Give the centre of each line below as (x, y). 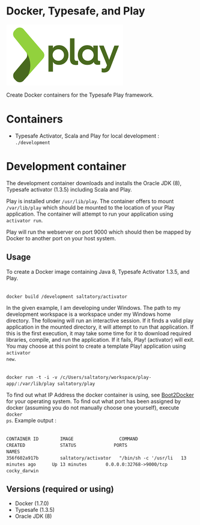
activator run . (25, 220)
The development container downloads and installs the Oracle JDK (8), (94, 183)
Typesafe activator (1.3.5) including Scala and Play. (69, 189)
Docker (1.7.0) (32, 503)
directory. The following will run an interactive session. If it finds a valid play (100, 320)
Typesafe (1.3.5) (35, 510)
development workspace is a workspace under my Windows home (89, 314)
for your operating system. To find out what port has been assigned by (94, 401)
